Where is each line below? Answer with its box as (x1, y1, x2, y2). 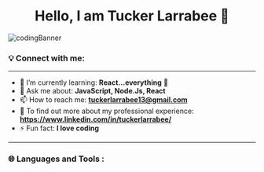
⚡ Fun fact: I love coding (19, 123, 100, 133)
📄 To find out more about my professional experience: (19, 106, 194, 116)
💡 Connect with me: (8, 53, 85, 64)
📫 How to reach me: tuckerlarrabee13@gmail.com (19, 95, 188, 104)
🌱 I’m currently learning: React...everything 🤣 (19, 78, 169, 87)
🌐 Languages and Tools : (8, 153, 104, 164)
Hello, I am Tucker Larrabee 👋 (35, 7, 229, 25)
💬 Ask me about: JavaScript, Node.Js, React (19, 86, 167, 96)
